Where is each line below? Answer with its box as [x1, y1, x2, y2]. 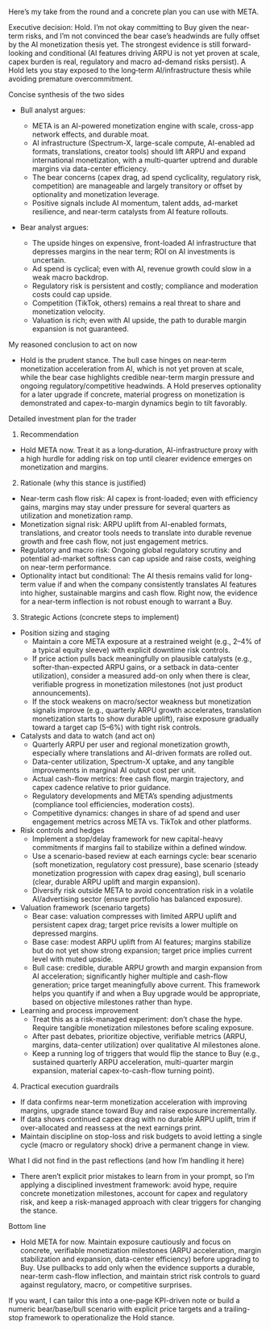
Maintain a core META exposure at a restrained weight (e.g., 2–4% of [31, 637, 262, 646]
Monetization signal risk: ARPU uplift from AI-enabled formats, [19, 520, 227, 528]
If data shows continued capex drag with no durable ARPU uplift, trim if [19, 1114, 256, 1124]
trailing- [224, 1304, 251, 1314]
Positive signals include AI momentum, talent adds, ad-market [31, 198, 239, 208]
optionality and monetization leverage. [31, 190, 160, 199]
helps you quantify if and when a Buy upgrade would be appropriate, [31, 989, 260, 998]
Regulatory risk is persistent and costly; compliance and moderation [31, 281, 259, 290]
